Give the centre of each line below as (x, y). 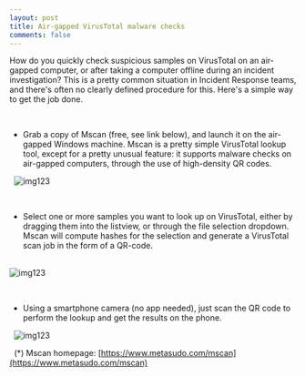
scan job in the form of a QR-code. (87, 246)
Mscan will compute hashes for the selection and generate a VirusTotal (156, 236)
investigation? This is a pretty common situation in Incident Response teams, (153, 80)
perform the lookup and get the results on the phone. (122, 318)
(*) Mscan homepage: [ (57, 353)
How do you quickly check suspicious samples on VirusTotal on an (134, 61)
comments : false (40, 35)
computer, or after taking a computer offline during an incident (158, 70)
